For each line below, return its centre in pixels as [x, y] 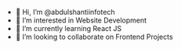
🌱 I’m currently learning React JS [69, 28]
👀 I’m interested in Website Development [81, 20]
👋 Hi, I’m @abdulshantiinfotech [65, 12]
